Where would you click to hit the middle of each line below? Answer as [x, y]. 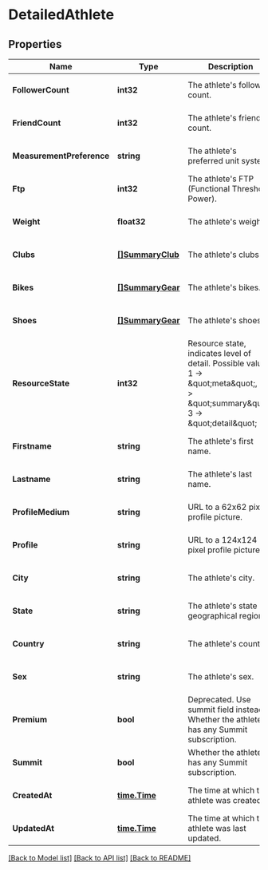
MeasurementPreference [61, 156]
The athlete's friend [224, 118]
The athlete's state [222, 606]
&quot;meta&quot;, [222, 383]
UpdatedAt [33, 828]
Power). [202, 199]
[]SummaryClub [148, 255]
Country [28, 644]
